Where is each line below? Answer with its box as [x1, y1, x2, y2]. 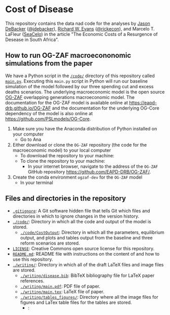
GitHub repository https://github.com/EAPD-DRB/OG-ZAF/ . [27, 168, 151, 174]
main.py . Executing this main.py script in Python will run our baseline [5, 78, 148, 84]
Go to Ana [20, 136, 42, 143]
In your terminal [20, 179, 53, 186]
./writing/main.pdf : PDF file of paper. [20, 283, 100, 289]
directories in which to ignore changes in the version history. [12, 213, 140, 219]
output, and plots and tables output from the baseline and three [20, 234, 153, 240]
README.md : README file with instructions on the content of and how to [12, 251, 160, 257]
